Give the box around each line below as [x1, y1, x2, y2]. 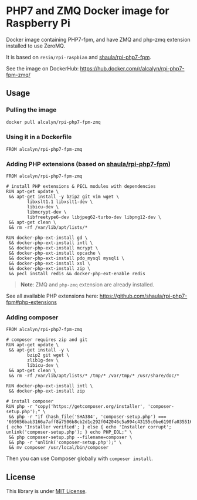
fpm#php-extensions [6, 299, 57, 306]
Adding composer [6, 313, 59, 322]
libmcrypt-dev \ [27, 210, 67, 215]
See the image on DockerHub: [6, 65, 79, 72]
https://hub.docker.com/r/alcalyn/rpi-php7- [80, 65, 185, 72]
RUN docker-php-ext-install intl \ [6, 383, 93, 389]
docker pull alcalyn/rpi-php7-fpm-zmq [6, 119, 101, 125]
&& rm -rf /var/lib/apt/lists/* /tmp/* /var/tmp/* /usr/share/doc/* [8, 373, 180, 379]
